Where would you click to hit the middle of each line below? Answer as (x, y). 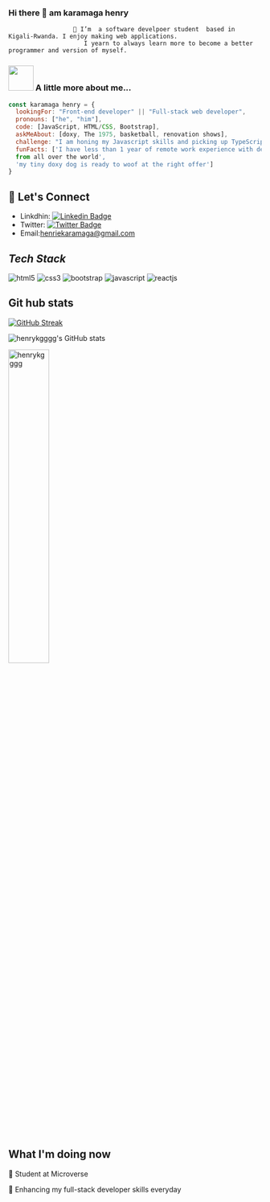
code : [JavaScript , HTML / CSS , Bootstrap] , (88, 127)
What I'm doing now (59, 1154)
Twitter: (33, 225)
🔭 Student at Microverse (48, 1174)
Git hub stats (41, 304)
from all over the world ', (61, 157)
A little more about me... (83, 88)
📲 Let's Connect (49, 197)
